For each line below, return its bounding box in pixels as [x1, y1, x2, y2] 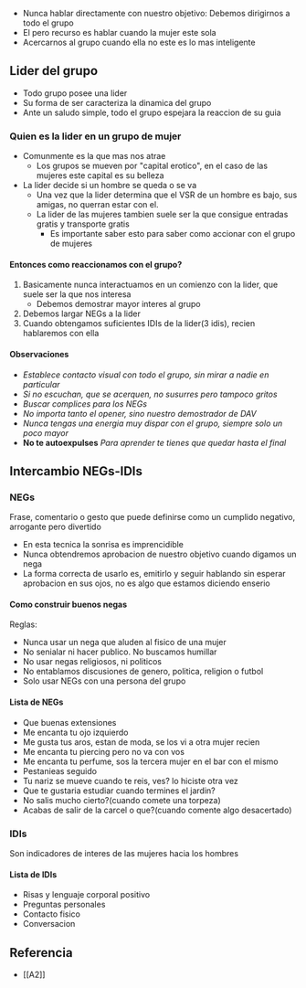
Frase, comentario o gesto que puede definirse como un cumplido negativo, [9, 512, 295, 523]
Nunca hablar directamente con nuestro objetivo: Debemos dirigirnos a [22, 8, 290, 18]
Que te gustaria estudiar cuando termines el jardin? [22, 785, 216, 796]
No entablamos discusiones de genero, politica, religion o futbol [22, 666, 264, 677]
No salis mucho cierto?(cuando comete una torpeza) [22, 794, 221, 805]
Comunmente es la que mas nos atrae [22, 151, 166, 162]
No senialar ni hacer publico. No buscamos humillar [22, 646, 217, 657]
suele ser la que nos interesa [22, 289, 132, 300]
